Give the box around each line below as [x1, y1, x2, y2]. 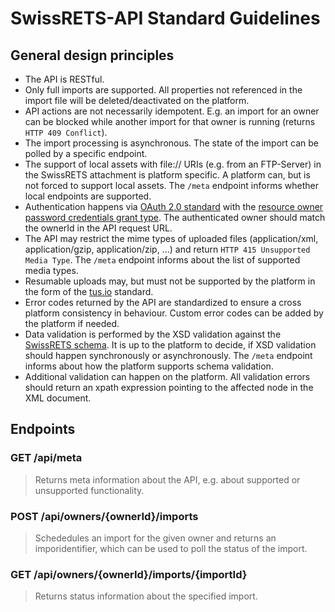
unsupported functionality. [34, 484, 145, 496]
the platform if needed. [24, 318, 120, 329]
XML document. [24, 392, 92, 404]
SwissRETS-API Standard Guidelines [10, 7, 321, 30]
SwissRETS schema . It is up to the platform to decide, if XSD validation [24, 339, 317, 351]
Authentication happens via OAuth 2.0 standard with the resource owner [24, 201, 324, 212]
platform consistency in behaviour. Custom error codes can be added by [24, 307, 324, 319]
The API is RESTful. [24, 73, 105, 85]
